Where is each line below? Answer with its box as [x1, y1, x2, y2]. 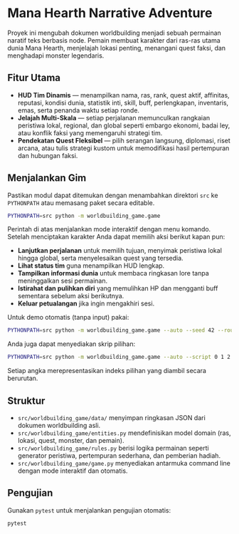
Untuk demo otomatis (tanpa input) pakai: [7, 313, 129, 322]
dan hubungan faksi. [17, 151, 78, 159]
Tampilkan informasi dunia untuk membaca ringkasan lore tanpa [17, 269, 210, 278]
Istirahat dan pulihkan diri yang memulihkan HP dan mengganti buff [17, 284, 218, 293]
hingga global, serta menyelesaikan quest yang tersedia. [17, 254, 184, 263]
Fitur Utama [7, 72, 61, 84]
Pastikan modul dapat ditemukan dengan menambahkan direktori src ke [7, 191, 218, 199]
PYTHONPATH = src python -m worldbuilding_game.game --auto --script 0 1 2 [7, 354, 231, 361]
